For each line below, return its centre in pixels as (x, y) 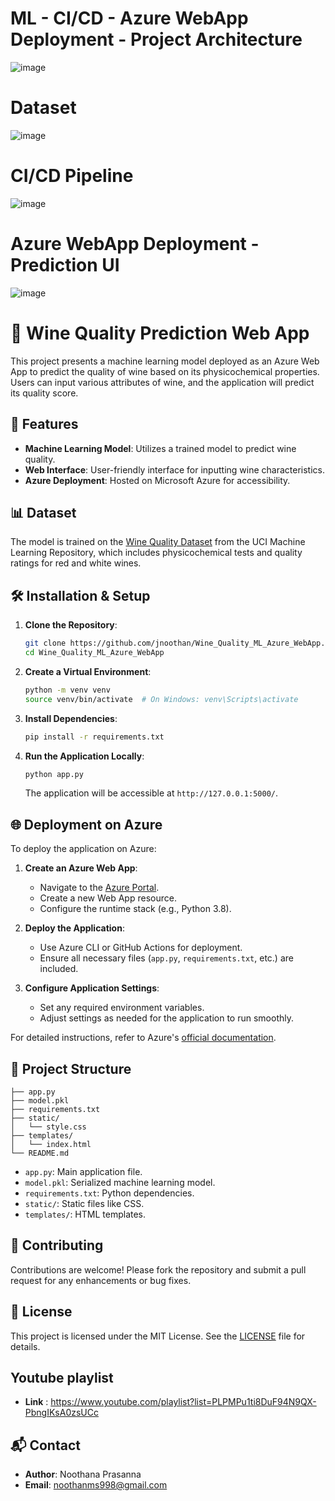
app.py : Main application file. (83, 1171)
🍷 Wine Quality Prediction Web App (160, 333)
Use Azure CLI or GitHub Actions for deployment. (141, 948)
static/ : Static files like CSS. (84, 1203)
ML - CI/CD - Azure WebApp (129, 18)
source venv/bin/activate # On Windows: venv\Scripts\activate (161, 699)
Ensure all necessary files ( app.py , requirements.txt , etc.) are (166, 958)
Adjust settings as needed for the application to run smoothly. (166, 1018)
